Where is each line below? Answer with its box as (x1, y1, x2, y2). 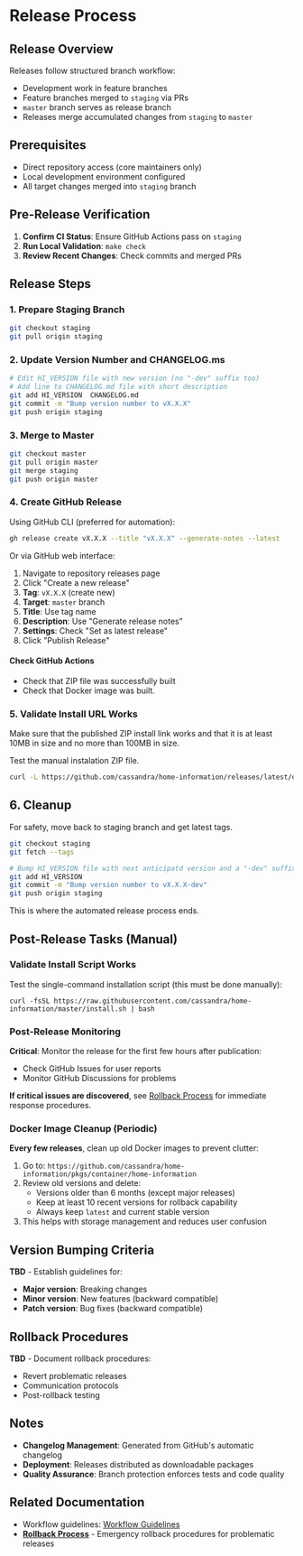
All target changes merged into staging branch (22, 181, 197, 191)
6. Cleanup (9, 798, 72, 813)
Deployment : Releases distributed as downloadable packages (22, 1459, 254, 1469)
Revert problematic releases (22, 1371, 128, 1382)
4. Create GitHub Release (9, 496, 122, 508)
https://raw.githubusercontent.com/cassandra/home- (53, 996, 252, 1005)
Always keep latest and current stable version (35, 1207, 210, 1218)
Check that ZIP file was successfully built (22, 675, 176, 686)
